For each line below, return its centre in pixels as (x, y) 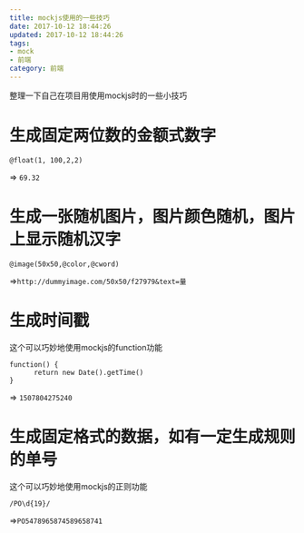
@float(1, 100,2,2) (46, 160)
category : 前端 (37, 69)
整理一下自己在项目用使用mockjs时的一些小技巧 (98, 95)
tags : (20, 43)
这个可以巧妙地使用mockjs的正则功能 (78, 486)
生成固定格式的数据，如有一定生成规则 (153, 436)
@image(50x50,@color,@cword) (64, 264)
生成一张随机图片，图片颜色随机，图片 (153, 217)
